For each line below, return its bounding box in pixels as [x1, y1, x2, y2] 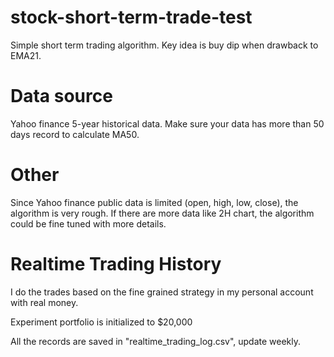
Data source [10, 85, 113, 108]
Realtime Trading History [10, 253, 222, 275]
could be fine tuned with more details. [10, 217, 167, 230]
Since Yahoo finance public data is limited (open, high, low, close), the [10, 196, 299, 208]
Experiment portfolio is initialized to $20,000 [10, 316, 193, 328]
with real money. [10, 296, 79, 308]
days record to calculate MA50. [10, 128, 140, 140]
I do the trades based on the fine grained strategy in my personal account [10, 286, 314, 298]
